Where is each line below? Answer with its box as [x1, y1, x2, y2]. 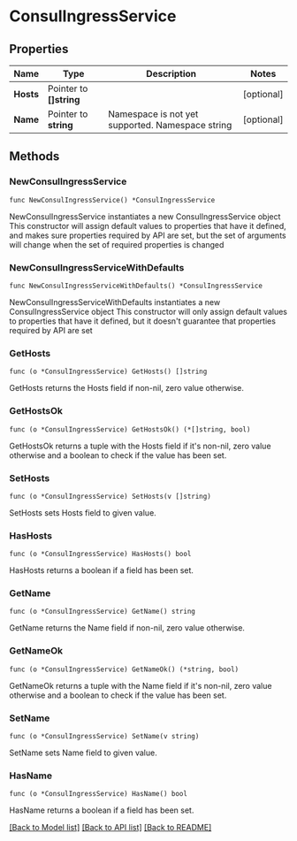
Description [145, 68, 197, 80]
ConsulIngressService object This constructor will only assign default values [9, 306, 287, 317]
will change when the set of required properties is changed [9, 239, 225, 249]
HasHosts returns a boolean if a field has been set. [9, 565, 194, 576]
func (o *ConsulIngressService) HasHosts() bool [9, 550, 192, 559]
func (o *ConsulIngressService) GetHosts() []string [9, 367, 208, 377]
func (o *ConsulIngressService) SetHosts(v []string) [9, 492, 212, 501]
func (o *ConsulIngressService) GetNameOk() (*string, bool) [9, 665, 240, 674]
